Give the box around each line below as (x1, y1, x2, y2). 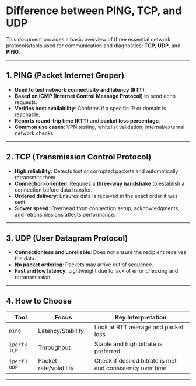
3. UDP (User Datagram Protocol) (6, 233, 128, 243)
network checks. (14, 130, 55, 137)
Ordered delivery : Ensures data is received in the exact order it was (14, 192, 178, 199)
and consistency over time (94, 364, 167, 372)
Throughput (38, 343, 71, 352)
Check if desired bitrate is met (94, 357, 177, 365)
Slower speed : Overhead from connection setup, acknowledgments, (14, 204, 180, 211)
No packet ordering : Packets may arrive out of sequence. (14, 261, 153, 268)
